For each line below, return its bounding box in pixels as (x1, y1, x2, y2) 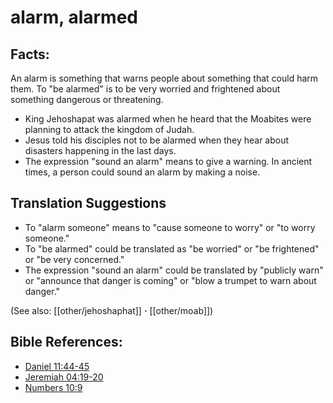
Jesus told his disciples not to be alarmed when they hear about (24, 134, 290, 146)
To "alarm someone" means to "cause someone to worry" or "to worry (24, 221, 316, 233)
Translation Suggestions (10, 195, 167, 212)
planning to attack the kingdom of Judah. (24, 124, 195, 135)
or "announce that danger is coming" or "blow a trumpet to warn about (24, 274, 317, 286)
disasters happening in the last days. (24, 145, 177, 156)
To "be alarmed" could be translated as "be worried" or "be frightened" (24, 242, 320, 255)
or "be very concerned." (24, 253, 125, 265)
